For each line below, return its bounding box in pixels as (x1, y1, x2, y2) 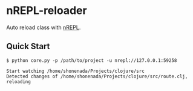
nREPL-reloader (6, 4, 87, 18)
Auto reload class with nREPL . (6, 24, 81, 31)
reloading (6, 78, 31, 85)
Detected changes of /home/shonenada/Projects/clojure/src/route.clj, (6, 73, 188, 79)
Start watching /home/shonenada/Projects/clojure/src (6, 68, 145, 74)
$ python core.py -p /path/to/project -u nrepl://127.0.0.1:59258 (6, 57, 177, 64)
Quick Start (6, 41, 50, 52)
